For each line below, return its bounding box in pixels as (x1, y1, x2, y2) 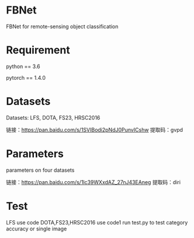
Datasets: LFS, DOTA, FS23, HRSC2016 (6, 114, 101, 121)
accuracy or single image (6, 225, 67, 232)
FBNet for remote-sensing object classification (6, 23, 119, 30)
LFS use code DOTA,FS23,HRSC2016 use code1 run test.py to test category (6, 219, 188, 226)
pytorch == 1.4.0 (6, 74, 46, 81)
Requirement (6, 43, 70, 57)
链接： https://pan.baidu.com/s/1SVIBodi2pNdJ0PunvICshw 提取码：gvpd (6, 126, 183, 133)
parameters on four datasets (6, 166, 75, 174)
